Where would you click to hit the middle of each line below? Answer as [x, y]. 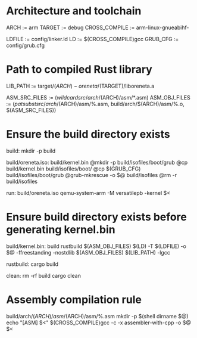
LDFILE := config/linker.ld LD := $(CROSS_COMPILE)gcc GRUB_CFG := [93, 39]
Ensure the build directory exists [88, 134]
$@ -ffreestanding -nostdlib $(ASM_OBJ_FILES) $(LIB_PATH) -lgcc [88, 252]
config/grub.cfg [25, 45]
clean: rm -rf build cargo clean [44, 275]
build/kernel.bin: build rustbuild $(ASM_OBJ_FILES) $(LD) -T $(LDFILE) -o [96, 246]
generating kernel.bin [61, 230]
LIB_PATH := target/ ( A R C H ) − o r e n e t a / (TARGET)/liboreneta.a [80, 86]
